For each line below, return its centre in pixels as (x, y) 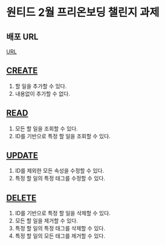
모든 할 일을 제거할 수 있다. (47, 221)
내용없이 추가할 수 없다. (43, 93)
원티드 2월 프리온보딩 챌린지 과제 (83, 12)
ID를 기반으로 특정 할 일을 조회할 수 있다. (63, 136)
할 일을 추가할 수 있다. (41, 86)
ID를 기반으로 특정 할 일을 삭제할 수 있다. (63, 213)
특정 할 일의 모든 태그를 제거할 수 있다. (60, 236)
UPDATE (22, 156)
